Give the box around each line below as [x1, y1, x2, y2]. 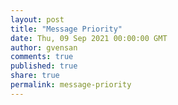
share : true [10, 71, 60, 81]
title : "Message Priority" [10, 24, 123, 34]
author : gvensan [10, 42, 78, 53]
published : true [10, 61, 78, 71]
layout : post [10, 14, 65, 25]
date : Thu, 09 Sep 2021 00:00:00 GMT [10, 33, 168, 43]
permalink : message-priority [10, 80, 132, 90]
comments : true [10, 52, 74, 62]
